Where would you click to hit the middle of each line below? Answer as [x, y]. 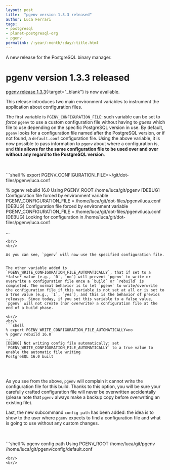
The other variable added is [36, 268]
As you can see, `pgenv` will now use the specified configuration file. [85, 254]
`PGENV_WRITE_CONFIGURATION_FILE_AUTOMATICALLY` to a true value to [79, 348]
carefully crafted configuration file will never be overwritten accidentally [81, 392]
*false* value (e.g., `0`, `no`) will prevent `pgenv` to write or [78, 277]
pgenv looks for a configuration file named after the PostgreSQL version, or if [85, 133]
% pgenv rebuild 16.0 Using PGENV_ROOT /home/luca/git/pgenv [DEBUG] [83, 190]
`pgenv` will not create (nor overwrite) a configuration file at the [82, 303]
